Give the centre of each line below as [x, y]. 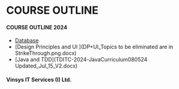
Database [27, 41]
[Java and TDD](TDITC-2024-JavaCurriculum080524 [81, 60]
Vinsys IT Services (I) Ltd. [39, 79]
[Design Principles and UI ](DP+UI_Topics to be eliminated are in [94, 47]
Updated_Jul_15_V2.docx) [46, 66]
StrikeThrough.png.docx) [45, 53]
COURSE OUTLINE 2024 [37, 27]
